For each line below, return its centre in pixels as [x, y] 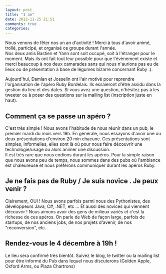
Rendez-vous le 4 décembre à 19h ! [61, 243]
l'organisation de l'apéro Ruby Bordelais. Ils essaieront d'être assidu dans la [83, 84]
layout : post [19, 10]
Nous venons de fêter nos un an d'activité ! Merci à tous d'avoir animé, [78, 43]
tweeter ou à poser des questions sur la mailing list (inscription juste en [78, 95]
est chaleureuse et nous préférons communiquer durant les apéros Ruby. [80, 165]
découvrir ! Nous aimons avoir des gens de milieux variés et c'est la [75, 211]
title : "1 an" [20, 15]
